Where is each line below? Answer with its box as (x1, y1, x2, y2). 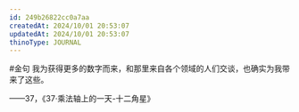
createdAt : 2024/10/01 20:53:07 (9, 21, 129, 30)
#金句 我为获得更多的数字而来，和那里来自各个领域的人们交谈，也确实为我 (9, 63, 283, 74)
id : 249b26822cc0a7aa (9, 12, 90, 22)
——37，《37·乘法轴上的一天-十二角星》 (9, 93, 155, 104)
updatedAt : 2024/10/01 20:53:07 (9, 29, 129, 38)
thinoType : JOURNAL (9, 37, 82, 47)
